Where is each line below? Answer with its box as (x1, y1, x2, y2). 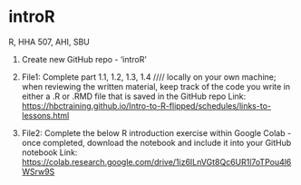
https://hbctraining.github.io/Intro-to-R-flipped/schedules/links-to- (21, 100, 271, 111)
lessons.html (21, 110, 70, 121)
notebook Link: (21, 147, 78, 158)
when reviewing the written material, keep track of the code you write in (21, 81, 291, 92)
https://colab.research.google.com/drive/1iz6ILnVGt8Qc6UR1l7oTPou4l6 (21, 156, 292, 167)
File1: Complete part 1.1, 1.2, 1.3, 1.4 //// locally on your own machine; (21, 71, 277, 83)
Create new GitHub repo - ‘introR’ (21, 54, 147, 64)
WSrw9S (21, 166, 55, 177)
